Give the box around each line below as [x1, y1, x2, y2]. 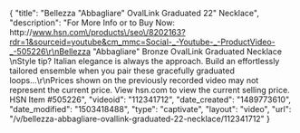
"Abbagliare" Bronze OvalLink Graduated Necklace [92, 46, 283, 57]
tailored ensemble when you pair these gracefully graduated [9, 65, 236, 76]
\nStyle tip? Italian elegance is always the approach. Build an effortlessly [9, 56, 280, 66]
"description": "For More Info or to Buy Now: [9, 17, 175, 28]
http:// [9, 27, 34, 37]
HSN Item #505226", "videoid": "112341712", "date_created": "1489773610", [9, 94, 292, 105]
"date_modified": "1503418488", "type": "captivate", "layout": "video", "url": [9, 104, 292, 114]
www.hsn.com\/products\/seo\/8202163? [32, 27, 186, 37]
